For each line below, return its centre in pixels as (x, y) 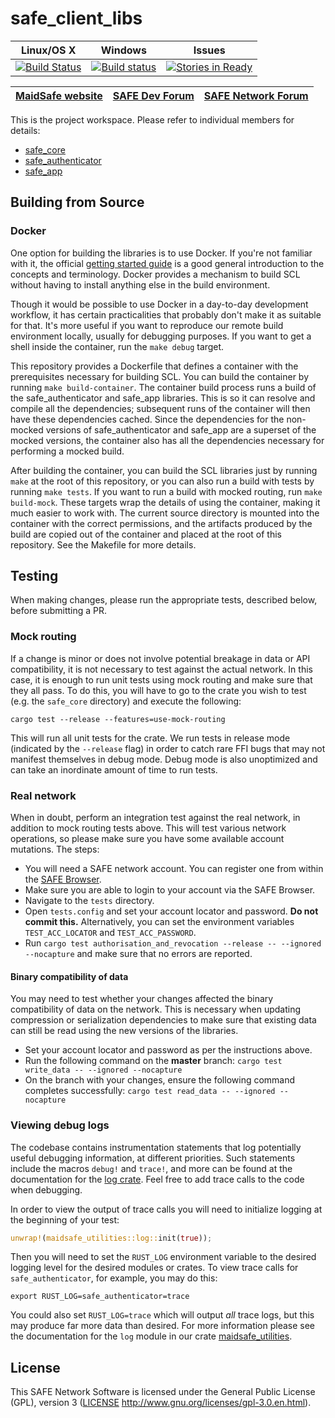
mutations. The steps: (55, 849)
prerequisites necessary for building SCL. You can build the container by (160, 376)
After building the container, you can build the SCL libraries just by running (164, 470)
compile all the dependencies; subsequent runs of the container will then (160, 408)
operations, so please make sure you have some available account (147, 839)
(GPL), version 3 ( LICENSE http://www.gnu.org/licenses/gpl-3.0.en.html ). (161, 1403)
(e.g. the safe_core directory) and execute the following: (126, 701)
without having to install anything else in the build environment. (140, 284)
